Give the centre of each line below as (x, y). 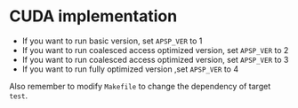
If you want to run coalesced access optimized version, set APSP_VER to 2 (155, 50)
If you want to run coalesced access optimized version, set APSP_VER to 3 (155, 59)
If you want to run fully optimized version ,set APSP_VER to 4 (130, 69)
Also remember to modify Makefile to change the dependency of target (140, 86)
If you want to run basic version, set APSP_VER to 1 (112, 41)
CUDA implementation (93, 16)
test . (19, 96)
